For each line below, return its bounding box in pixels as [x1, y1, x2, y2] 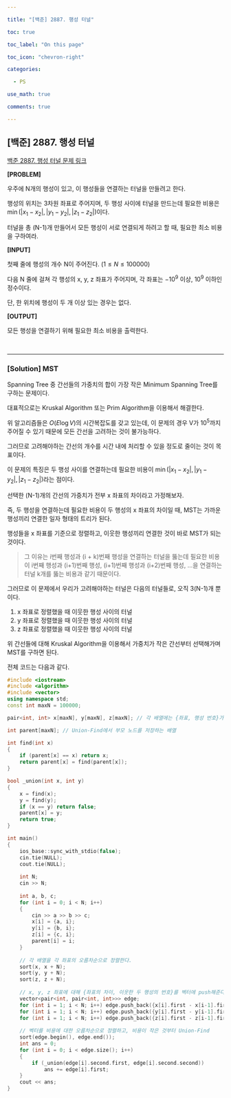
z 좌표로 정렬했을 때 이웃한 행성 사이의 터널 [16, 625, 133, 633]
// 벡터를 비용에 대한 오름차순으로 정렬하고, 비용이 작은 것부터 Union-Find [19, 1028, 210, 1035]
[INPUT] [7, 246, 31, 254]
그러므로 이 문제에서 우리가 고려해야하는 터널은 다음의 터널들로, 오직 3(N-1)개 [7, 584, 214, 592]
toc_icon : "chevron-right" [7, 53, 85, 61]
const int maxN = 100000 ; [7, 702, 81, 709]
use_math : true [7, 91, 51, 98]
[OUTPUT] [7, 312, 38, 321]
